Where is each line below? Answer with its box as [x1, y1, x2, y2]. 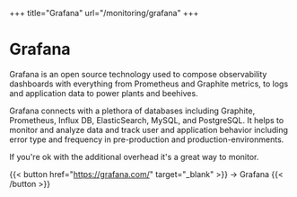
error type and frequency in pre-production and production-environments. [9, 134, 284, 145]
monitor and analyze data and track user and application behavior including [9, 124, 289, 135]
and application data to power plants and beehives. [9, 87, 199, 98]
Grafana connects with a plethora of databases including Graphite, [9, 105, 256, 116]
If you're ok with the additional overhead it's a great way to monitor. [9, 151, 259, 162]
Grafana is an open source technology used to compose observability [9, 68, 267, 79]
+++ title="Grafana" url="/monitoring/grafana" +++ [9, 8, 199, 18]
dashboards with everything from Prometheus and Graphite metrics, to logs [9, 78, 289, 89]
